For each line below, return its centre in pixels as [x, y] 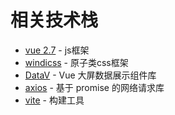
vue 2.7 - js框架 [57, 50]
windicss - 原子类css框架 [76, 62]
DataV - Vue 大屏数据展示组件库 [90, 75]
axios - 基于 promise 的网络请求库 [94, 87]
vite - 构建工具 [54, 100]
